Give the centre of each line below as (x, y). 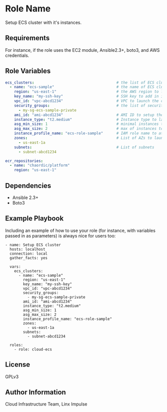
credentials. (17, 55)
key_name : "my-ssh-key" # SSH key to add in (86, 97)
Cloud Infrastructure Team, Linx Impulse (46, 404)
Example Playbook (34, 219)
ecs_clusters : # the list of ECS (80, 83)
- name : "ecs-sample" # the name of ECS (82, 87)
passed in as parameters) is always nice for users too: (60, 236)
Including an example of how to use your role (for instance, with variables (80, 230)
